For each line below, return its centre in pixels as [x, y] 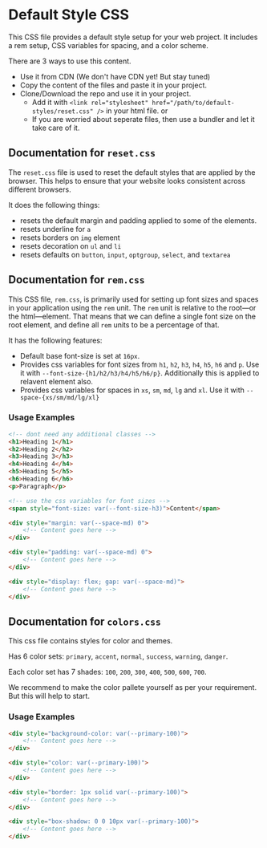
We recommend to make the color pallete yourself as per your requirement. [133, 688]
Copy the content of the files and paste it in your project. [113, 85]
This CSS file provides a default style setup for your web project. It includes [133, 37]
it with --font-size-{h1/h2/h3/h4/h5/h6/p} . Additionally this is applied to [140, 373]
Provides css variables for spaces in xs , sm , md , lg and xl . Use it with [132, 390]
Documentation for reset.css [82, 153]
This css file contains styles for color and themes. [91, 641]
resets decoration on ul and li [71, 245]
